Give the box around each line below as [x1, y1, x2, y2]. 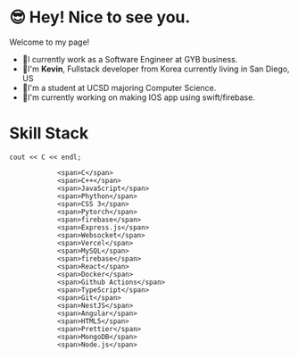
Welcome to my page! [9, 37, 90, 47]
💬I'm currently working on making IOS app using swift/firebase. [21, 92, 256, 103]
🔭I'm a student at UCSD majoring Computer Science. [21, 82, 217, 93]
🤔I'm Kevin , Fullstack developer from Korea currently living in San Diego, [21, 63, 290, 74]
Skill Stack [9, 123, 89, 144]
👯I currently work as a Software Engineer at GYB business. [21, 54, 238, 64]
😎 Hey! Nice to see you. [9, 7, 191, 28]
